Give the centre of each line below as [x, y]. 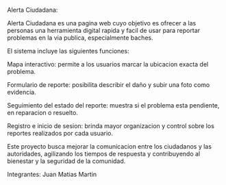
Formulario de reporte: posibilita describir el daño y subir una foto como [109, 85]
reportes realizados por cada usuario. [60, 133]
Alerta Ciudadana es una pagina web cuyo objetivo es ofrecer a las [102, 23]
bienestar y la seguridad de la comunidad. [66, 161]
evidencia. [22, 92]
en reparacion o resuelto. [43, 113]
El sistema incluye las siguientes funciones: [68, 51]
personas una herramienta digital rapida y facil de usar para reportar [104, 30]
